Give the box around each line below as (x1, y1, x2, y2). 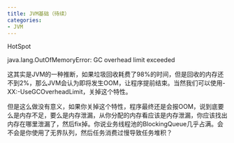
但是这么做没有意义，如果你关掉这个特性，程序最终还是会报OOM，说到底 (7, 103, 219, 111)
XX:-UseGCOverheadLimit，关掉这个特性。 (7, 88, 132, 96)
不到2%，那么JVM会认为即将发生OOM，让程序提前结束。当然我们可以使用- (7, 79, 226, 87)
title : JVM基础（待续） (7, 10, 70, 17)
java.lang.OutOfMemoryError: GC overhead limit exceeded (7, 56, 175, 64)
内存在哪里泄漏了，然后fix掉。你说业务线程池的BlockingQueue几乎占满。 (7, 120, 218, 128)
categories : (7, 17, 42, 24)
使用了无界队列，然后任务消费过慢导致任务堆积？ (31, 128, 173, 137)
